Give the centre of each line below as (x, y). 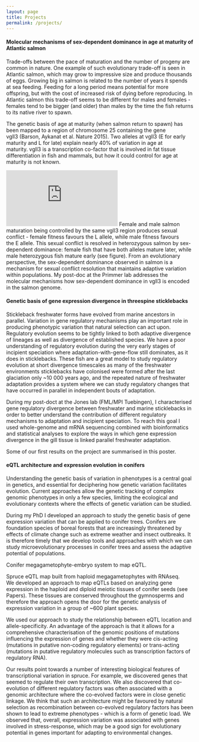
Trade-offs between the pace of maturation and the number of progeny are (98, 61)
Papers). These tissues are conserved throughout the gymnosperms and (95, 595)
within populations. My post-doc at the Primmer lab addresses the (87, 274)
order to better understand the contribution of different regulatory (86, 415)
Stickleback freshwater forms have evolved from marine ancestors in (91, 314)
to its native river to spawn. (39, 112)
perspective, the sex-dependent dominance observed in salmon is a (90, 262)
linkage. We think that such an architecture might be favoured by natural (94, 701)
